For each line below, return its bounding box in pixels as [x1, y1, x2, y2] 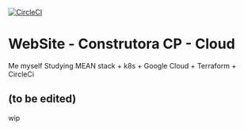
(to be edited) [8, 92, 77, 106]
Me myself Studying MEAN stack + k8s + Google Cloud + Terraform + [8, 61, 237, 70]
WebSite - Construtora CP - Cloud [8, 35, 235, 53]
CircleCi [8, 69, 34, 79]
